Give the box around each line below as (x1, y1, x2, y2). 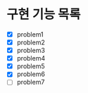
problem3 (16, 46, 45, 55)
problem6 (16, 70, 45, 78)
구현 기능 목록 (6, 6, 81, 23)
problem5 (16, 62, 45, 70)
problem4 (16, 54, 46, 63)
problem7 (16, 78, 45, 87)
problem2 (16, 38, 45, 46)
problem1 (16, 30, 44, 39)
